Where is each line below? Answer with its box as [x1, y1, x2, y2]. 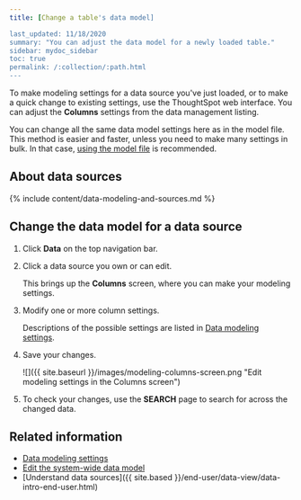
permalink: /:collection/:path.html [9, 63, 146, 72]
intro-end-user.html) [22, 482, 99, 493]
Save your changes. [22, 349, 97, 360]
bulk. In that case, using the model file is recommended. [9, 143, 217, 154]
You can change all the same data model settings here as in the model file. [9, 124, 285, 135]
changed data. [22, 403, 76, 414]
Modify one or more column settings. [22, 305, 160, 316]
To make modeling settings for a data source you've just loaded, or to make [9, 87, 289, 98]
